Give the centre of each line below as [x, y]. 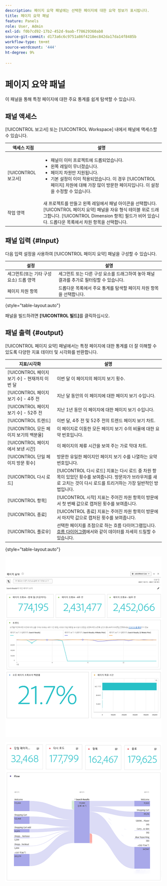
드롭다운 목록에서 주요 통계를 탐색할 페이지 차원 [104, 288]
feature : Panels [22, 21]
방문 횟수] [26, 463]
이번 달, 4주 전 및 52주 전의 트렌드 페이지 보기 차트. [106, 421]
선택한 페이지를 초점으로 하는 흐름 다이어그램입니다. [106, 526]
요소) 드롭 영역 [21, 280]
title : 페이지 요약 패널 [27, 16]
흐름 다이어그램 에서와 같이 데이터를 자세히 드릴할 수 [106, 532]
